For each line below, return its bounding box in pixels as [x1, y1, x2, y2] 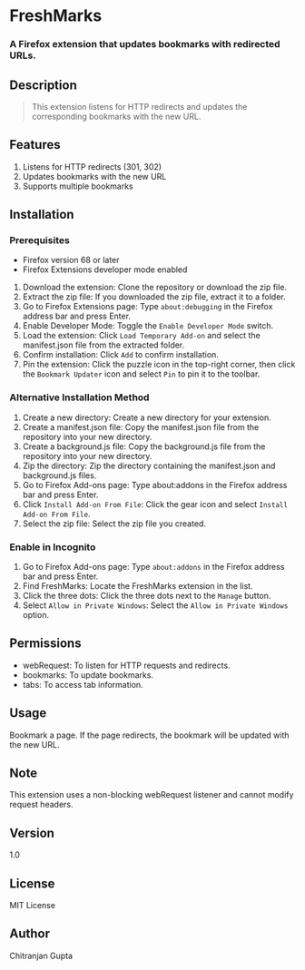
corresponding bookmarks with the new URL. [31, 111, 202, 122]
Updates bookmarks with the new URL [22, 171, 167, 181]
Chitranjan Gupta [9, 950, 74, 961]
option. [22, 610, 50, 621]
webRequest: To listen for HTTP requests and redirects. [22, 660, 231, 671]
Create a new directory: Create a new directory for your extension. [22, 412, 272, 423]
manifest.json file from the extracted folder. [22, 339, 185, 350]
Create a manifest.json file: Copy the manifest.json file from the [22, 421, 260, 432]
